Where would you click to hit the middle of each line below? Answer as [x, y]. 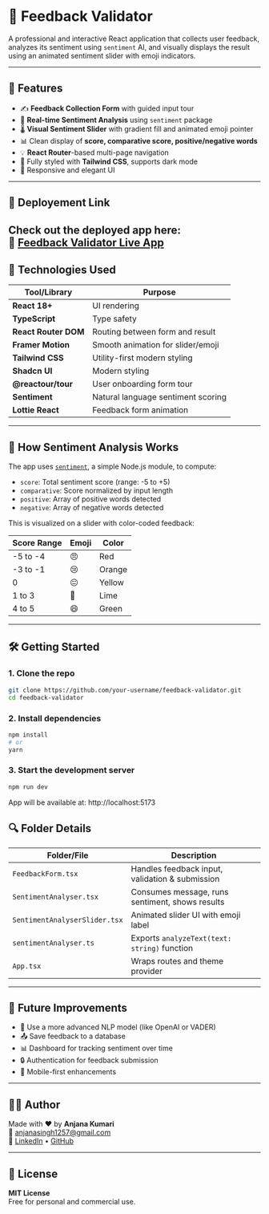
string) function [162, 948]
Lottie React [36, 410]
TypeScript [34, 319]
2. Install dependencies [55, 718]
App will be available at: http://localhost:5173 [82, 802]
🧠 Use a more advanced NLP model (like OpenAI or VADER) [118, 1027]
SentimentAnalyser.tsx [55, 897]
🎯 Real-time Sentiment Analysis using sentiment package [116, 120]
